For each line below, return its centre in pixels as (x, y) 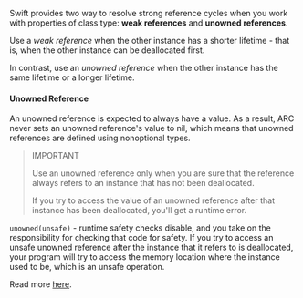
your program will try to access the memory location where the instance (145, 257)
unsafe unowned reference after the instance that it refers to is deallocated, (151, 247)
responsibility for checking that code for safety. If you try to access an (141, 238)
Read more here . (41, 284)
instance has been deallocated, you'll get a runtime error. (139, 211)
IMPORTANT (55, 156)
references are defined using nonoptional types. (100, 138)
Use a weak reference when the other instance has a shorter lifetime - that (150, 41)
